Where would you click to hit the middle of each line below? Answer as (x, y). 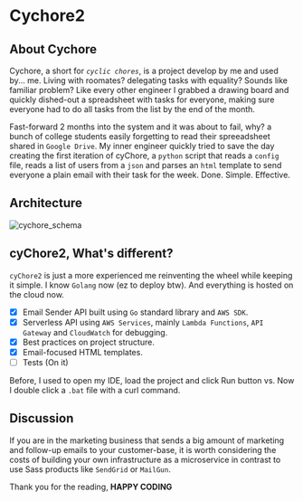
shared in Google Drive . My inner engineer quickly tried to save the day (142, 146)
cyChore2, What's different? (91, 254)
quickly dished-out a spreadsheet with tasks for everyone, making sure (142, 99)
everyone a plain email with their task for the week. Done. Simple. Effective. (150, 175)
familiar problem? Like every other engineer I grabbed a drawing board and (149, 90)
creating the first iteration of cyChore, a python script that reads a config (144, 156)
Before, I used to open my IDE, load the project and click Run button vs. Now (152, 380)
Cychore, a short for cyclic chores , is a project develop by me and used (144, 71)
